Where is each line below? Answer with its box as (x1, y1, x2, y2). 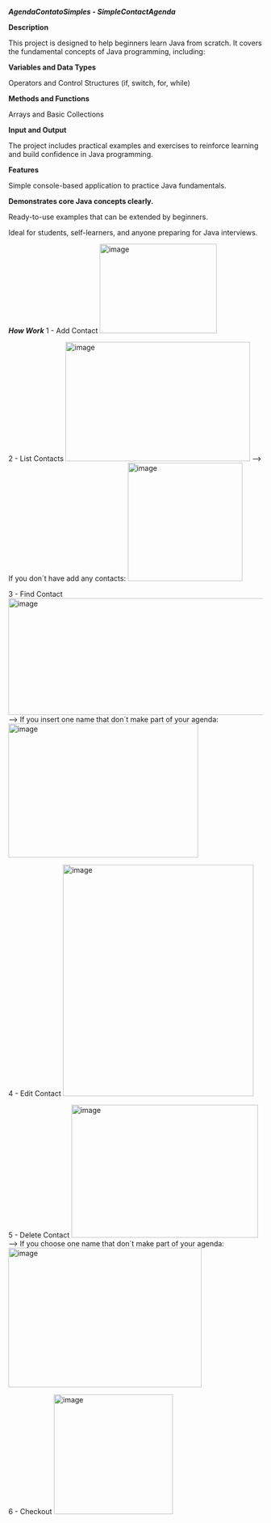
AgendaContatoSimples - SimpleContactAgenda (8, 7, 176, 16)
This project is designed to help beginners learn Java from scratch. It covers (8, 38, 262, 48)
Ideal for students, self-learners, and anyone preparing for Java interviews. (8, 228, 258, 237)
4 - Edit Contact (8, 1089, 62, 1098)
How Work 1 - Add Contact (8, 326, 98, 335)
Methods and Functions (8, 94, 90, 104)
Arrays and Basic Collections (8, 109, 105, 119)
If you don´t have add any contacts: (8, 573, 127, 583)
